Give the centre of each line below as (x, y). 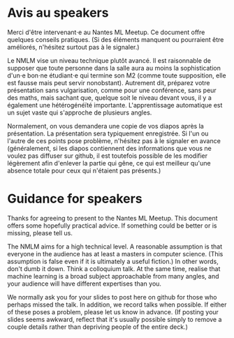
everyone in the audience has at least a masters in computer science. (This (115, 253)
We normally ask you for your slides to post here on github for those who (112, 297)
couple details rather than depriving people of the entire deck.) (98, 327)
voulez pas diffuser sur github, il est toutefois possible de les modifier (108, 156)
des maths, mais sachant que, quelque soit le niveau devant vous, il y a (109, 97)
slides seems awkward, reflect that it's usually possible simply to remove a (115, 319)
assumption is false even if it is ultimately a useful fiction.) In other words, (113, 261)
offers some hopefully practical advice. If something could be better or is (112, 226)
